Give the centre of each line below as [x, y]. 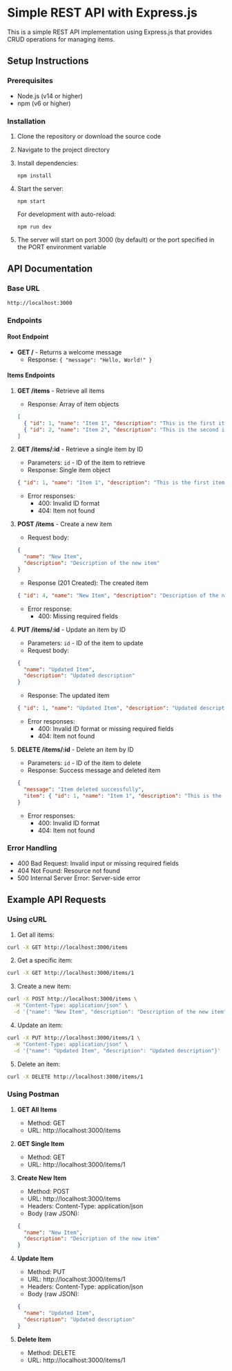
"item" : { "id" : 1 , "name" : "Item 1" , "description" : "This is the [123, 796]
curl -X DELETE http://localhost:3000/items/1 [75, 1077]
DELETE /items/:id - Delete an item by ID [75, 750]
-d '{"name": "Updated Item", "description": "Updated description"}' [117, 1050]
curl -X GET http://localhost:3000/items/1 [71, 973]
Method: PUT [46, 1272]
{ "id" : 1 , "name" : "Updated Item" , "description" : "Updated [107, 708]
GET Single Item [40, 1143]
